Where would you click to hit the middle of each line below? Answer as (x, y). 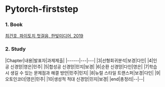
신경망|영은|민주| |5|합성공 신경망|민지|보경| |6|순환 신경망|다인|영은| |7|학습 (83, 66)
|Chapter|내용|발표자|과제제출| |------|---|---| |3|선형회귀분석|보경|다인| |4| (79, 60)
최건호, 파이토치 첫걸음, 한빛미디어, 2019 (44, 36)
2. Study (16, 49)
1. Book (14, 25)
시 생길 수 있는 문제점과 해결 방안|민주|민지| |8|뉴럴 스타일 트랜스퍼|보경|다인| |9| (83, 73)
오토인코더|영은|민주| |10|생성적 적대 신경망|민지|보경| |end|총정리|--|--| (75, 79)
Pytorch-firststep (42, 9)
